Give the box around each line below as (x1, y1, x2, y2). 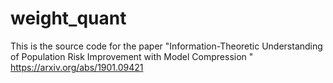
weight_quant (10, 7, 127, 30)
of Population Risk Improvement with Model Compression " (10, 50, 254, 62)
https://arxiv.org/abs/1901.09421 (10, 61, 144, 73)
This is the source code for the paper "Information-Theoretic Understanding (10, 40, 323, 52)
